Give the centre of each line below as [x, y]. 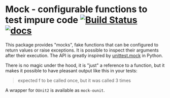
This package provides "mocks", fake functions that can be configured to [82, 44]
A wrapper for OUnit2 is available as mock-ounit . [55, 90]
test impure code [42, 20]
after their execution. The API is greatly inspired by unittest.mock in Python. [84, 55]
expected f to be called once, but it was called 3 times [74, 80]
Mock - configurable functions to [76, 9]
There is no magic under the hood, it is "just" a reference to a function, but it [85, 65]
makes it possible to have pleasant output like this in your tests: [72, 70]
